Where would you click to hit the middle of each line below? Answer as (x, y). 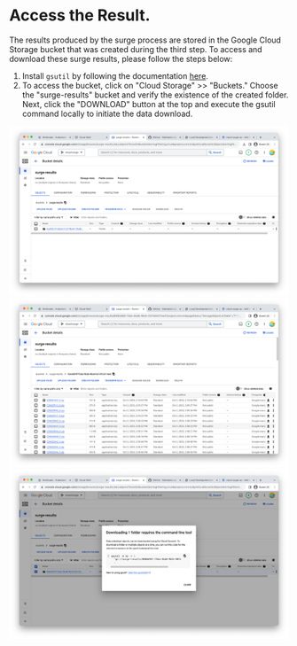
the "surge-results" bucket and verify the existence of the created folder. (155, 95)
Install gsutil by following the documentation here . (115, 75)
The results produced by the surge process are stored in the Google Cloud (145, 40)
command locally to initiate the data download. (107, 113)
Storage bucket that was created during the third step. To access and (136, 49)
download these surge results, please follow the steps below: (121, 58)
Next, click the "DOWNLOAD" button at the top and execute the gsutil (149, 104)
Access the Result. (80, 16)
